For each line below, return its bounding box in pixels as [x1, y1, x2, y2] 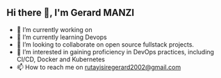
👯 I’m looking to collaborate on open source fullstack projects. [16, 40, 195, 49]
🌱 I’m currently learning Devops [16, 33, 107, 41]
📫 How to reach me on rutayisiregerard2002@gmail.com [16, 63, 181, 71]
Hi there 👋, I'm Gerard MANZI [6, 7, 135, 19]
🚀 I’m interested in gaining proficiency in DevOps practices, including [16, 47, 215, 56]
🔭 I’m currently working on [16, 25, 92, 33]
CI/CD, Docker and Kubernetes [16, 55, 106, 63]
